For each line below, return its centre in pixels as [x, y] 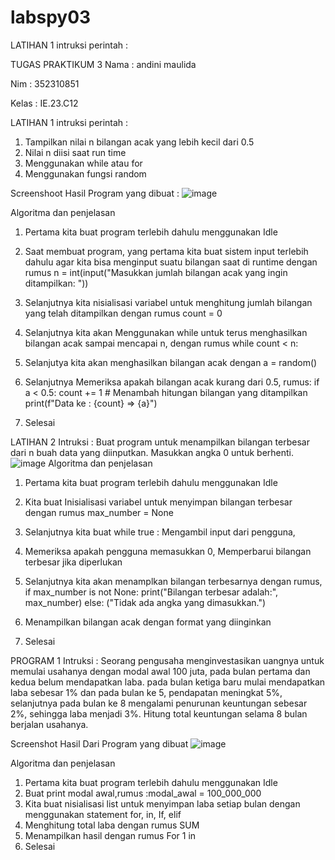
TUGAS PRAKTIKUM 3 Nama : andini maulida [103, 64]
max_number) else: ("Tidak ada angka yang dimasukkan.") [145, 602]
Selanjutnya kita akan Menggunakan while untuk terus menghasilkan [166, 332]
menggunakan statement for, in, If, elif [103, 814]
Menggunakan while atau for [83, 163]
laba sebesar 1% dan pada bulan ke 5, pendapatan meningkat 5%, [146, 692]
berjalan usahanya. [49, 724]
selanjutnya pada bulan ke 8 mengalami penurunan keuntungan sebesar [159, 703]
